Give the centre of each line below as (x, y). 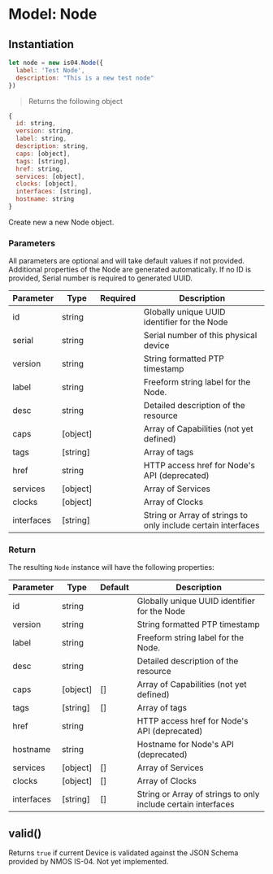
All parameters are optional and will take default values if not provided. (127, 261)
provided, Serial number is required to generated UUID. (101, 278)
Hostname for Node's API (185, 745)
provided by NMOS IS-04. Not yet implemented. (89, 862)
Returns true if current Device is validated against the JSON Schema (123, 853)
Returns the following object (76, 101)
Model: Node (53, 14)
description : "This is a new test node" (85, 78)
